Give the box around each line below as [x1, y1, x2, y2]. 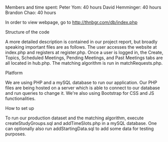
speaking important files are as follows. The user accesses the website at [5, 44, 157, 50]
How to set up [5, 105, 34, 111]
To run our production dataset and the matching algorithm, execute [5, 115, 144, 121]
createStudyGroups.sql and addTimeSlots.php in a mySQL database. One [5, 120, 157, 126]
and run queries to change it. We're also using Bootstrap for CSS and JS [5, 90, 154, 96]
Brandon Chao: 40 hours [5, 10, 56, 16]
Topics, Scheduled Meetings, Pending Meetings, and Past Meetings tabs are [5, 55, 163, 61]
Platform [5, 70, 23, 76]
